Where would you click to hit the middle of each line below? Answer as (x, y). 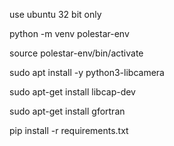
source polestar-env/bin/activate (76, 53)
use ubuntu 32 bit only (55, 14)
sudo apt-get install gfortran (67, 111)
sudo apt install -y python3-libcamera (87, 72)
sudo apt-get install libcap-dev (72, 92)
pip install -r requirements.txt (69, 130)
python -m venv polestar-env (69, 33)
